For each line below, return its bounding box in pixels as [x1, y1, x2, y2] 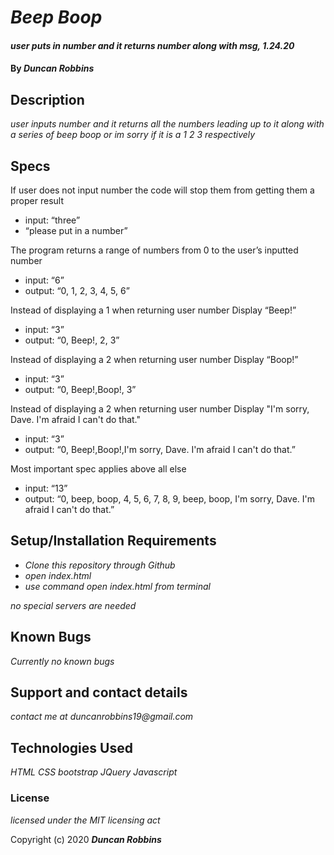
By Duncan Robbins [10, 62, 95, 75]
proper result [10, 195, 64, 206]
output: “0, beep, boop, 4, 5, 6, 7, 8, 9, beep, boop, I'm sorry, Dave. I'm [24, 493, 315, 505]
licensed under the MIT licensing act [10, 814, 161, 826]
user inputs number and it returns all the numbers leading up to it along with [10, 118, 325, 130]
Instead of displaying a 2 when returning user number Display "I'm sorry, [10, 403, 310, 415]
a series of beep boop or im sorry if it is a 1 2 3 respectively [10, 129, 256, 141]
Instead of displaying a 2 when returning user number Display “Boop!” [10, 354, 299, 365]
